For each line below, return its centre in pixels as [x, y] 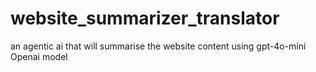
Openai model [39, 56]
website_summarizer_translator [145, 18]
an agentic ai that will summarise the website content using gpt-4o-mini [158, 46]
